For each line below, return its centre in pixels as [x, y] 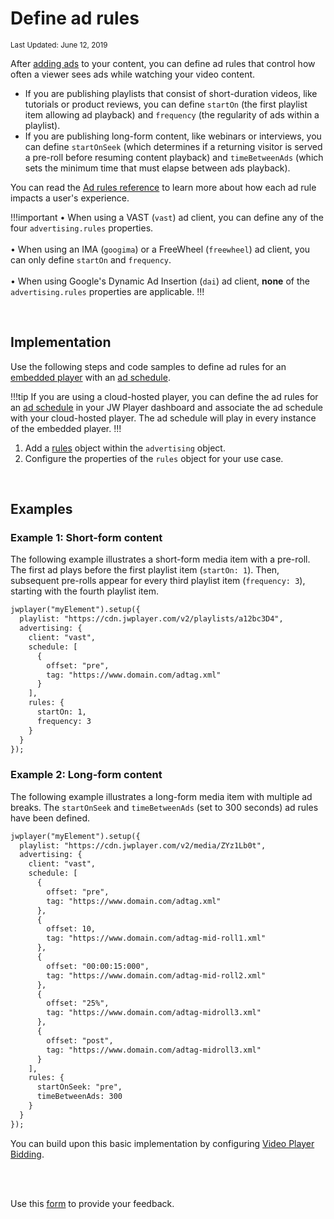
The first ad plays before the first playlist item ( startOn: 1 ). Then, [145, 570]
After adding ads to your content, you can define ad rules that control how [163, 63]
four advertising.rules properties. [82, 228]
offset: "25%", [78, 1003]
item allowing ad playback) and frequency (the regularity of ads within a [172, 114]
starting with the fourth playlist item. [85, 591]
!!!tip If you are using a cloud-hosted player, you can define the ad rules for [164, 396]
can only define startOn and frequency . [91, 259]
